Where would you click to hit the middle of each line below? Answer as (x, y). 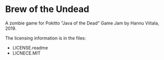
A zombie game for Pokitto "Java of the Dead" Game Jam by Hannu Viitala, (82, 23)
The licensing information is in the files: (46, 38)
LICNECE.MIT (26, 53)
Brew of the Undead (47, 9)
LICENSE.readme (30, 47)
